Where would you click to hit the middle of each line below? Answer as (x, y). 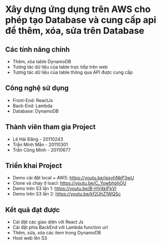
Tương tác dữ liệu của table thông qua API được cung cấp (73, 72)
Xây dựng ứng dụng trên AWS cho (78, 9)
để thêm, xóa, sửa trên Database (75, 31)
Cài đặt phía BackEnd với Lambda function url (60, 227)
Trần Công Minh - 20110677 (42, 150)
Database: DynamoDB (36, 111)
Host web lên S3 (30, 238)
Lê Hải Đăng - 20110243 (38, 139)
